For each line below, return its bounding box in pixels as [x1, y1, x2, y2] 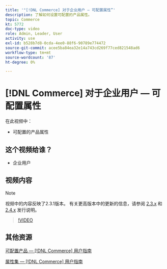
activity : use [5, 36, 36, 41]
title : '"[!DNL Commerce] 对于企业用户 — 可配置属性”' [5, 7, 116, 13]
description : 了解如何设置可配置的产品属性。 [5, 12, 92, 17]
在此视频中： [5, 118, 32, 124]
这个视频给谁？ [5, 145, 52, 154]
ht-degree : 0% [5, 60, 36, 65]
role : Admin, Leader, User [5, 31, 63, 36]
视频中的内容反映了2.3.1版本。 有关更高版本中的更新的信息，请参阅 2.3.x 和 [5, 200, 163, 206]
